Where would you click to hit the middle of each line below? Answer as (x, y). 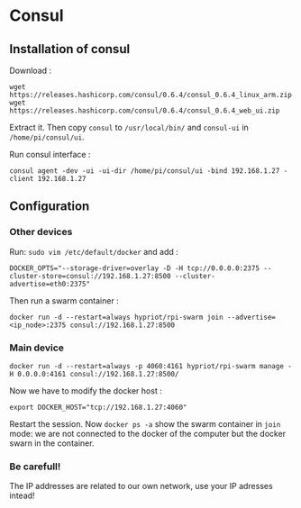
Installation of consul (70, 49)
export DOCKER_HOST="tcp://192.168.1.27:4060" (98, 407)
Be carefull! (35, 467)
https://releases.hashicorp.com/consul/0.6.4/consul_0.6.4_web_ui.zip (145, 111)
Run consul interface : (50, 154)
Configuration (50, 207)
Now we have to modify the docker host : (86, 390)
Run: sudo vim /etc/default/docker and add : (94, 251)
